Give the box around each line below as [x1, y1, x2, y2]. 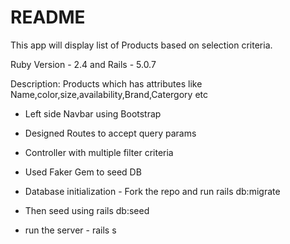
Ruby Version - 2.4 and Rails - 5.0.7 [10, 58, 157, 70]
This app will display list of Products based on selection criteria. [10, 39, 273, 51]
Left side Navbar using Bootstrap [24, 107, 162, 120]
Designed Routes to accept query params [24, 127, 197, 139]
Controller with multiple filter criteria [24, 146, 174, 158]
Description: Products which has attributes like [10, 77, 203, 90]
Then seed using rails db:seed [24, 204, 150, 216]
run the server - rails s [24, 224, 117, 236]
